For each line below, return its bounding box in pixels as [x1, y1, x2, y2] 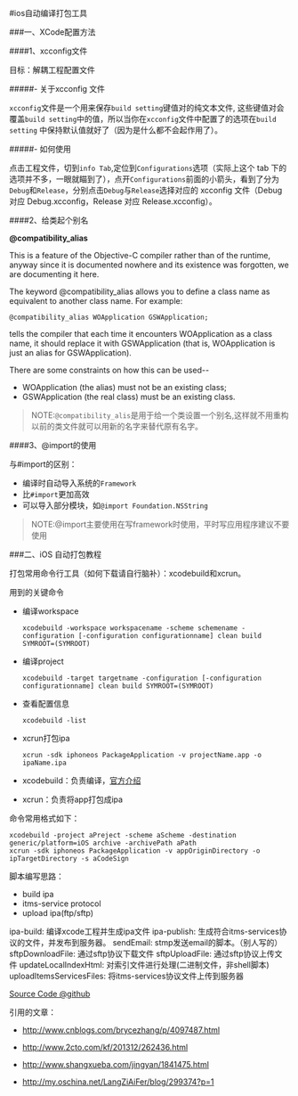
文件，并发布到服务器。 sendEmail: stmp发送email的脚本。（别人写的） [24, 937, 283, 947]
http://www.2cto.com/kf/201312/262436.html [21, 1042, 189, 1052]
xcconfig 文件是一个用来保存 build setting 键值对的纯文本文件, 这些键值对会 [9, 102, 285, 113]
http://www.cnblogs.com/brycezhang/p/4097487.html [21, 1025, 221, 1035]
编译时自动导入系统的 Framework [21, 478, 137, 488]
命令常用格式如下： [9, 814, 80, 823]
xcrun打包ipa [21, 733, 70, 743]
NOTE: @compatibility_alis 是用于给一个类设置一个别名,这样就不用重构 [30, 410, 289, 421]
